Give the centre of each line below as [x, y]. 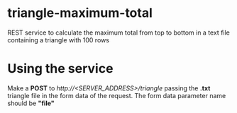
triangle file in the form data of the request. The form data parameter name [117, 95]
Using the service [60, 69]
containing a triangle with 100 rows [59, 40]
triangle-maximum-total [80, 13]
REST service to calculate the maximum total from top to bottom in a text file [119, 32]
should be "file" [31, 103]
